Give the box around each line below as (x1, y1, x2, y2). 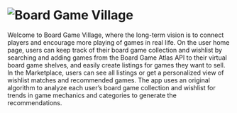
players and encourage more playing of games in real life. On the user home (7, 38, 230, 46)
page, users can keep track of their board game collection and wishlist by (7, 45, 222, 54)
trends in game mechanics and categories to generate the (7, 91, 177, 99)
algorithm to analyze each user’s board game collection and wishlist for (7, 83, 216, 92)
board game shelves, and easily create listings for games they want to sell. (7, 60, 226, 69)
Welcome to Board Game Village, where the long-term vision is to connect (7, 31, 224, 39)
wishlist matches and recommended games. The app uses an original (7, 75, 211, 85)
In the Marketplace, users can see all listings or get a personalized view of (7, 68, 224, 77)
